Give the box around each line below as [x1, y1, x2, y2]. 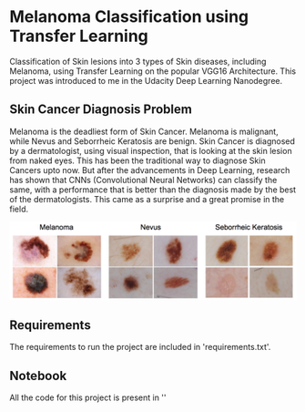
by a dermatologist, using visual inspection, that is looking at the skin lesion [9, 145, 293, 156]
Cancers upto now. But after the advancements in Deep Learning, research [9, 164, 290, 175]
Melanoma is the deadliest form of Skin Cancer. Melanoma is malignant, [9, 126, 280, 137]
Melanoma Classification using [9, 6, 249, 27]
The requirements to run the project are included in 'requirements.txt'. [9, 342, 271, 353]
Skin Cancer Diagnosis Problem [9, 102, 193, 118]
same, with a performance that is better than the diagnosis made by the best [9, 184, 297, 195]
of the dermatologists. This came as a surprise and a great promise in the [9, 193, 285, 204]
